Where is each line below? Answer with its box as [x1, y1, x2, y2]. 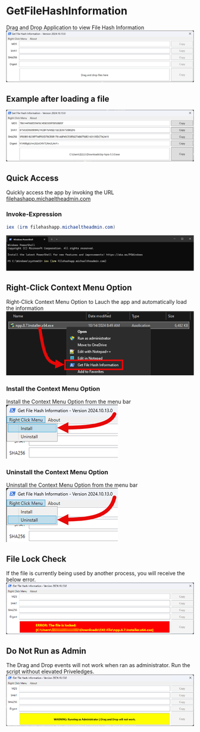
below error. [6, 576, 36, 583]
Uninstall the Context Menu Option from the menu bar [6, 481, 138, 489]
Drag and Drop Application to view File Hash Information [6, 24, 145, 31]
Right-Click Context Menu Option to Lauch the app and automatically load [6, 298, 187, 306]
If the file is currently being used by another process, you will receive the [6, 570, 185, 577]
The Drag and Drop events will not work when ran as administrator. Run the [6, 662, 190, 669]
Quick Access [6, 173, 59, 183]
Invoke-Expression [6, 210, 62, 219]
